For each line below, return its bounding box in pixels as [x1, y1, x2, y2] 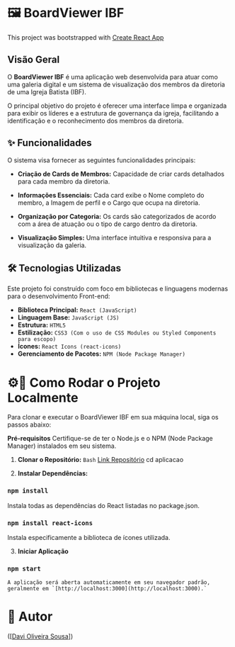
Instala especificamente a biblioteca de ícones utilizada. [7, 533, 171, 541]
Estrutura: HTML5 [17, 321, 66, 330]
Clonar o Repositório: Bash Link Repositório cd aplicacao [17, 456, 184, 464]
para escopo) [17, 336, 57, 343]
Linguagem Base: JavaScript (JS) [17, 313, 120, 322]
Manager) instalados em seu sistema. [7, 441, 117, 450]
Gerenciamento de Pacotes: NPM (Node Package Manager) [17, 349, 186, 358]
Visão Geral [7, 54, 60, 66]
